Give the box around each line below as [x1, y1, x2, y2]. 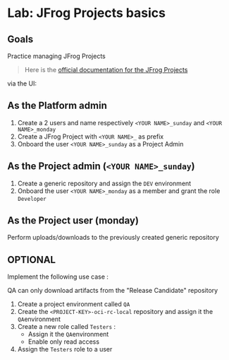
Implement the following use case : [7, 272, 109, 281]
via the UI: [7, 79, 37, 88]
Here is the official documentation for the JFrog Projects [24, 66, 188, 74]
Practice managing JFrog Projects [7, 52, 106, 60]
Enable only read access [27, 337, 100, 346]
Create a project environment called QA [17, 300, 130, 308]
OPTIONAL [7, 253, 56, 266]
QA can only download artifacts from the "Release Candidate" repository [7, 286, 218, 295]
